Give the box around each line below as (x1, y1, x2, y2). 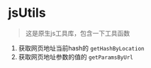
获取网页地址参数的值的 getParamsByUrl (18, 53, 133, 61)
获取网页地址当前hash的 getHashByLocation (18, 43, 145, 52)
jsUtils (8, 5, 46, 21)
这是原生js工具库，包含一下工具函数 (25, 29, 130, 37)
